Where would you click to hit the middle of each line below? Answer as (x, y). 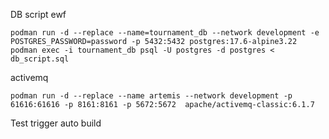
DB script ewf (38, 14)
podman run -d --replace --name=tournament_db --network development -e (165, 33)
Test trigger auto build (56, 123)
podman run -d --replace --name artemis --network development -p (151, 96)
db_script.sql (40, 59)
